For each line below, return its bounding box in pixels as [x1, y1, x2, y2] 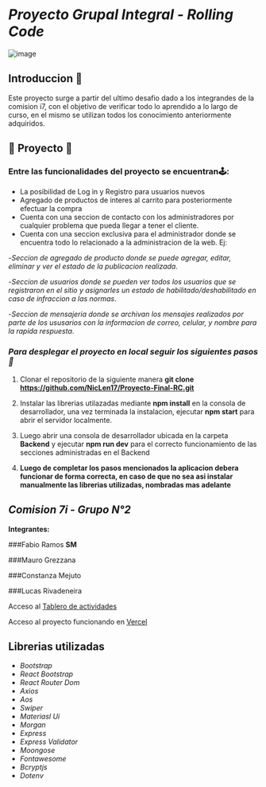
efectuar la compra [19, 204, 83, 213]
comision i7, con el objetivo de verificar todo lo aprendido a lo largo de [8, 101, 238, 111]
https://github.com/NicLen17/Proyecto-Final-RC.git [19, 382, 195, 392]
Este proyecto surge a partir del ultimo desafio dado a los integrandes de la [8, 93, 254, 103]
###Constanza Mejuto [8, 570, 82, 580]
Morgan [19, 720, 46, 730]
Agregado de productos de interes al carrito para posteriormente [19, 195, 233, 205]
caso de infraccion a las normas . [8, 294, 117, 303]
